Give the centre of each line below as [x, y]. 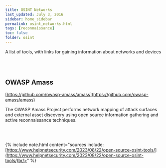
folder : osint [20, 38]
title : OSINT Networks [29, 10]
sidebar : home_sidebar [29, 19]
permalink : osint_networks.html [39, 24]
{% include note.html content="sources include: [54, 145]
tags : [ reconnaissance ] [30, 28]
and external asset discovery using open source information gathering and [82, 115]
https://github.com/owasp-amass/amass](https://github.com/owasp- [78, 94]
